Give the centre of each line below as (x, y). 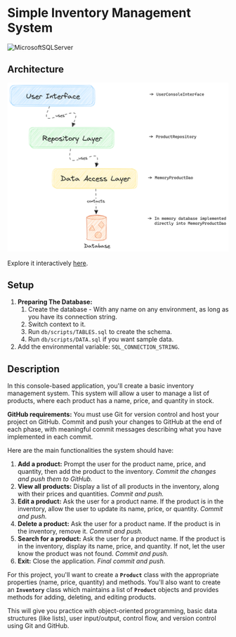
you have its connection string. (72, 317)
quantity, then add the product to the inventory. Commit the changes (117, 472)
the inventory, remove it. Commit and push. (80, 532)
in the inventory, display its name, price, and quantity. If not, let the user (121, 546)
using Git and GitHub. (38, 626)
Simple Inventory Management (99, 13)
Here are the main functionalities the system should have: (91, 451)
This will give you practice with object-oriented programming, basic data (112, 611)
